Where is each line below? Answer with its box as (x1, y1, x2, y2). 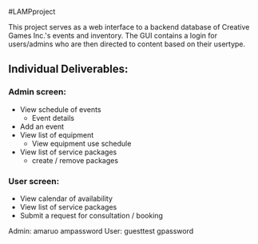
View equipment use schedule (31, 138, 132, 148)
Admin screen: (8, 86, 66, 98)
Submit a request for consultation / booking (19, 210, 164, 220)
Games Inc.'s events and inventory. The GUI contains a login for (8, 31, 218, 40)
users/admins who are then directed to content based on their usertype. (8, 39, 246, 49)
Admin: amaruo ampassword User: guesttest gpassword (8, 226, 194, 235)
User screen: (8, 175, 60, 186)
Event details (31, 113, 74, 122)
